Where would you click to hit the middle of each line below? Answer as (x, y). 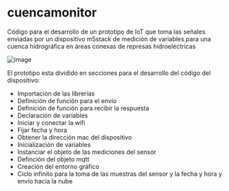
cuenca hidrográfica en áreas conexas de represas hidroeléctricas (102, 46)
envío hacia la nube (45, 181)
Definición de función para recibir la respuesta (83, 108)
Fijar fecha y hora (42, 130)
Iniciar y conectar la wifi (51, 122)
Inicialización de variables (54, 144)
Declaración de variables (52, 115)
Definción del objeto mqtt (53, 159)
